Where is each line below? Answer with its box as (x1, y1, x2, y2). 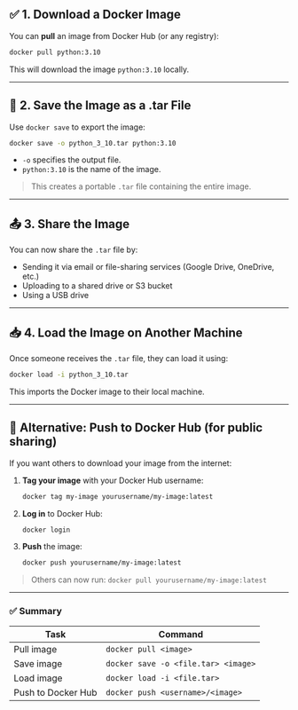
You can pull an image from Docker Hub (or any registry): (9, 30, 219, 41)
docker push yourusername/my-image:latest (21, 558, 182, 567)
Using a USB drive (21, 290, 90, 301)
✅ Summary (9, 605, 62, 618)
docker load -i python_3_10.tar (9, 370, 129, 379)
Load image (13, 672, 63, 684)
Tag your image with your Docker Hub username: (21, 475, 204, 485)
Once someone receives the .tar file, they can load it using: (9, 353, 229, 363)
